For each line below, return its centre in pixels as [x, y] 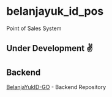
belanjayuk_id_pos [55, 11]
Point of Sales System [34, 28]
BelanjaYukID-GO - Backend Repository [56, 87]
